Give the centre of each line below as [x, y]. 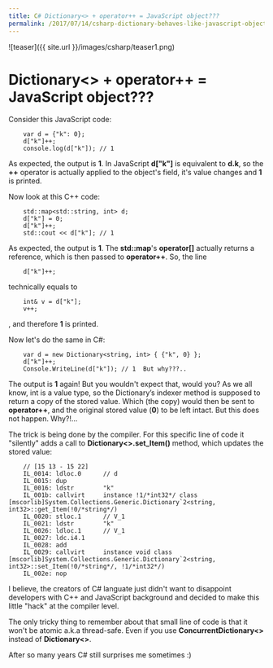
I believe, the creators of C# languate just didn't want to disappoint [120, 589]
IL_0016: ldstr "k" [69, 488]
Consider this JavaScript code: [60, 120]
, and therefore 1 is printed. [54, 324]
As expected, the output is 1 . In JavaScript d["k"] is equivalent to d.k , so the [136, 164]
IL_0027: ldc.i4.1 [54, 538]
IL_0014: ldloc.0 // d [70, 474]
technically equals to [43, 287]
